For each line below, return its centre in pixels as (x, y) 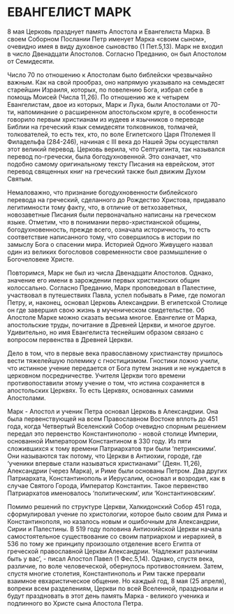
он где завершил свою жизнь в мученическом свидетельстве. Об (106, 310)
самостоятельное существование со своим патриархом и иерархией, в (115, 536)
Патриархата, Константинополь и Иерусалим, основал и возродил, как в (116, 478)
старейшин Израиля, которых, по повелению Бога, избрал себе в (105, 90)
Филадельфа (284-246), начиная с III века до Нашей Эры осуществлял (113, 141)
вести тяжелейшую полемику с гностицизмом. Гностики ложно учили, (114, 360)
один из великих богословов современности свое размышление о (107, 252)
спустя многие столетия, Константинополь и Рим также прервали (106, 573)
